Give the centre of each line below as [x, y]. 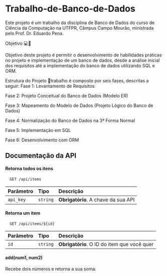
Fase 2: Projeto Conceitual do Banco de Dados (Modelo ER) [67, 95]
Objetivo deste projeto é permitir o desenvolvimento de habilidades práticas [83, 55]
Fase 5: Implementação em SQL [38, 130]
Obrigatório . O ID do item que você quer [106, 244]
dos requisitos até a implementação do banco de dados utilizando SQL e [80, 65]
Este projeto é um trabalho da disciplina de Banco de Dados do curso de [80, 23]
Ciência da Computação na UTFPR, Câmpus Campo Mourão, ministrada [79, 28]
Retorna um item [23, 213]
